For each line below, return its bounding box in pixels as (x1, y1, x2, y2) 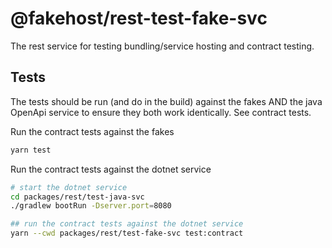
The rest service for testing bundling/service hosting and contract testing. (10, 40, 315, 52)
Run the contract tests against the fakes (10, 125, 175, 137)
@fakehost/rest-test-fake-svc (10, 7, 268, 30)
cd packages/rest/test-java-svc (10, 192, 145, 202)
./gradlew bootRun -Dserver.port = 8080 (10, 201, 172, 211)
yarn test (10, 145, 52, 155)
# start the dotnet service (10, 182, 128, 192)
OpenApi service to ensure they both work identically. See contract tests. (10, 106, 312, 118)
